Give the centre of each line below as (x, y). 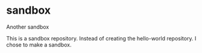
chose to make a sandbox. (39, 45)
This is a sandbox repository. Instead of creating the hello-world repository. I (101, 38)
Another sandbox (28, 27)
